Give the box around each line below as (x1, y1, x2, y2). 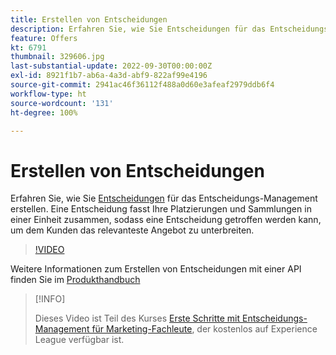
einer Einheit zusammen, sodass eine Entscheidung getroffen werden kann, (10, 214, 322, 226)
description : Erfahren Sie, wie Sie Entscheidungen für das (10, 24, 267, 34)
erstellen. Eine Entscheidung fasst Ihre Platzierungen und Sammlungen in (10, 203, 312, 215)
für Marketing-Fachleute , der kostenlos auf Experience (91, 323, 318, 335)
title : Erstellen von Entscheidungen (10, 14, 168, 25)
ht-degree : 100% (10, 107, 78, 118)
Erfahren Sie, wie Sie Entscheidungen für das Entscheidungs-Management (10, 192, 318, 205)
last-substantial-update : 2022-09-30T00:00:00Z (10, 61, 213, 71)
